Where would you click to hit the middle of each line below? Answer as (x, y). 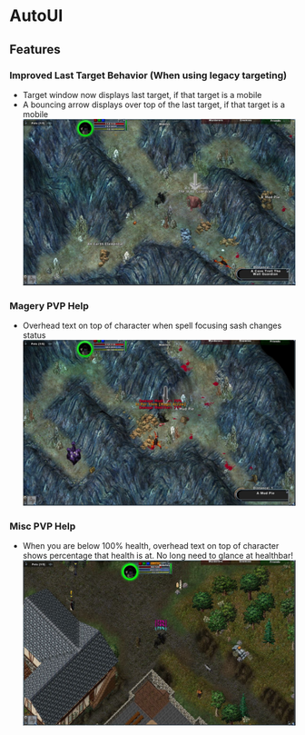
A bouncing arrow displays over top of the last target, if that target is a (154, 104)
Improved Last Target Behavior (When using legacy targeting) (148, 75)
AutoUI (36, 16)
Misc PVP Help (43, 526)
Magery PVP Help (49, 305)
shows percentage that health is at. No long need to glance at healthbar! (157, 556)
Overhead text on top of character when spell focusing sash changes (152, 326)
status (34, 335)
